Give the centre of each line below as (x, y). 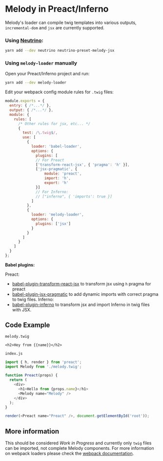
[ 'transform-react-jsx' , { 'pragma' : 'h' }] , (83, 165)
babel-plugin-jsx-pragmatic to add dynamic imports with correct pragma (85, 294)
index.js (14, 353)
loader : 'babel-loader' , (56, 147)
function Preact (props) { (31, 375)
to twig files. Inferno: (33, 299)
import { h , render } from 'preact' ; (43, 362)
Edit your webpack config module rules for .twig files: (59, 92)
